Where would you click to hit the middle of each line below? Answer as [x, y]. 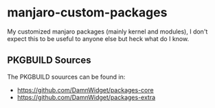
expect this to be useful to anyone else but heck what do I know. [98, 38]
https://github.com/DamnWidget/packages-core [85, 90]
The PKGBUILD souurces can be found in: [66, 77]
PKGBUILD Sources [49, 60]
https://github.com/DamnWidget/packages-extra [86, 97]
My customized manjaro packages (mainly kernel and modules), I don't [107, 31]
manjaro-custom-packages [87, 13]
